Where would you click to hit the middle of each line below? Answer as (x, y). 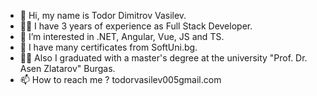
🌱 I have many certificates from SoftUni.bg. (108, 47)
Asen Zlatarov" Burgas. (67, 68)
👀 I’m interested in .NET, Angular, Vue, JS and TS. (122, 36)
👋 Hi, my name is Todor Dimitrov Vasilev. (103, 15)
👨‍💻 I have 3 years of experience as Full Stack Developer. (136, 26)
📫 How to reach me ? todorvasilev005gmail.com (120, 79)
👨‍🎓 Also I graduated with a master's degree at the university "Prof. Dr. (163, 58)
